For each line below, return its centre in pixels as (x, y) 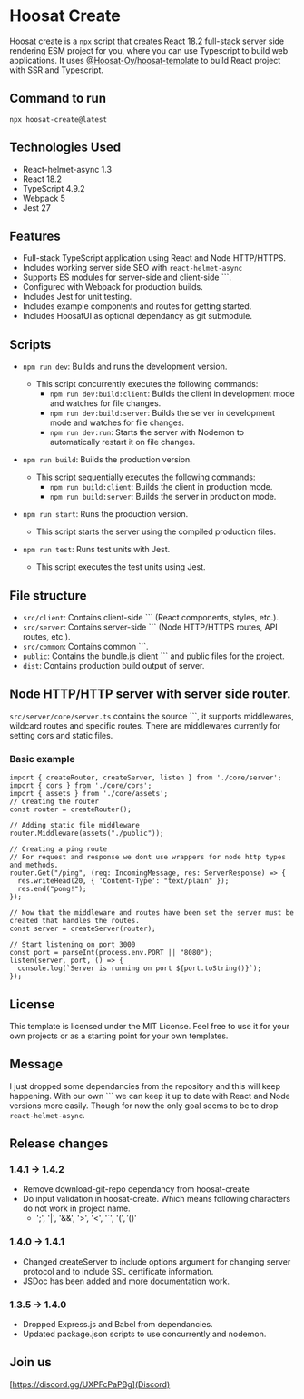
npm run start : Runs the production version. (105, 514)
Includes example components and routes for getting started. (137, 306)
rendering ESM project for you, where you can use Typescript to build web (149, 50)
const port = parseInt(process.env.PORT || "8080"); (111, 953)
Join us (30, 1362)
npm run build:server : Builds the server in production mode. (163, 497)
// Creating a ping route (58, 849)
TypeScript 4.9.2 (54, 188)
